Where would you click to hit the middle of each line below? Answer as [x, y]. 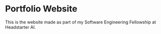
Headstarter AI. [20, 27]
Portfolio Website [41, 9]
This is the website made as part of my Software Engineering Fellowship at [80, 22]
